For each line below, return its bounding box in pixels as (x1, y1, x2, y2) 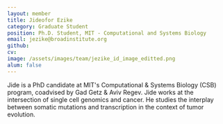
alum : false (7, 62, 42, 69)
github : (7, 42, 30, 49)
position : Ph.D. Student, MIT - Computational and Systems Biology (7, 29, 207, 37)
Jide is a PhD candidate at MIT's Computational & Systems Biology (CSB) (7, 80, 217, 89)
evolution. (7, 110, 36, 118)
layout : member (7, 10, 51, 17)
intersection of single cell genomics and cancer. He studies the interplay (7, 95, 214, 104)
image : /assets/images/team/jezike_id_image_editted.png (7, 55, 176, 62)
